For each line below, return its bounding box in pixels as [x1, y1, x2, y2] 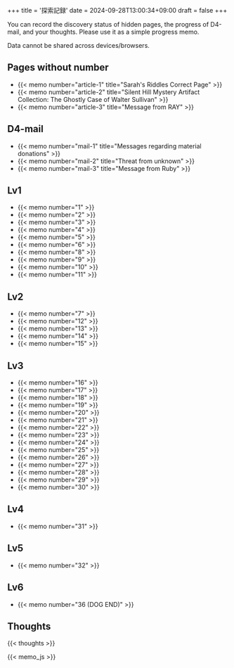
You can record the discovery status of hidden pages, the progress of [7, 20, 209, 28]
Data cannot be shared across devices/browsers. [7, 41, 150, 49]
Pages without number [7, 62, 109, 74]
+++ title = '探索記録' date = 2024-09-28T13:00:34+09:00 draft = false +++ [7, 6, 228, 14]
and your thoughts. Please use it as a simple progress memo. [22, 27, 200, 36]
